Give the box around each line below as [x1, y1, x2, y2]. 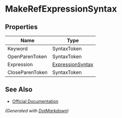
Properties [5, 23, 38, 31]
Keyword [7, 45, 28, 52]
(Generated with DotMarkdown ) [5, 108, 69, 114]
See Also [5, 85, 33, 94]
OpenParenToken [7, 53, 47, 60]
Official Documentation [12, 98, 58, 104]
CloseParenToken [7, 69, 48, 76]
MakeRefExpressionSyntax [5, 3, 117, 15]
